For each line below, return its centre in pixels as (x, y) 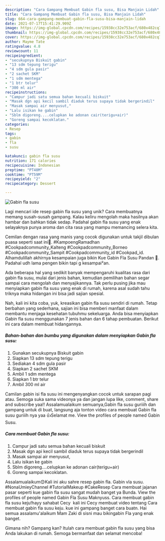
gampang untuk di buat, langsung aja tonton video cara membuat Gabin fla (81, 409)
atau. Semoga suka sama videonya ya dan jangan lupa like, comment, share (82, 399)
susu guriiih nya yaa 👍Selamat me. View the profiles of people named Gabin (82, 415)
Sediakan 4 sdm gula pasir (39, 363)
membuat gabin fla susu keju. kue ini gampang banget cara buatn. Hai (76, 508)
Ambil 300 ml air (29, 384)
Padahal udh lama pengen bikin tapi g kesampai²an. (57, 263)
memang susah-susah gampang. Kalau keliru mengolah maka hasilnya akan (82, 217)
